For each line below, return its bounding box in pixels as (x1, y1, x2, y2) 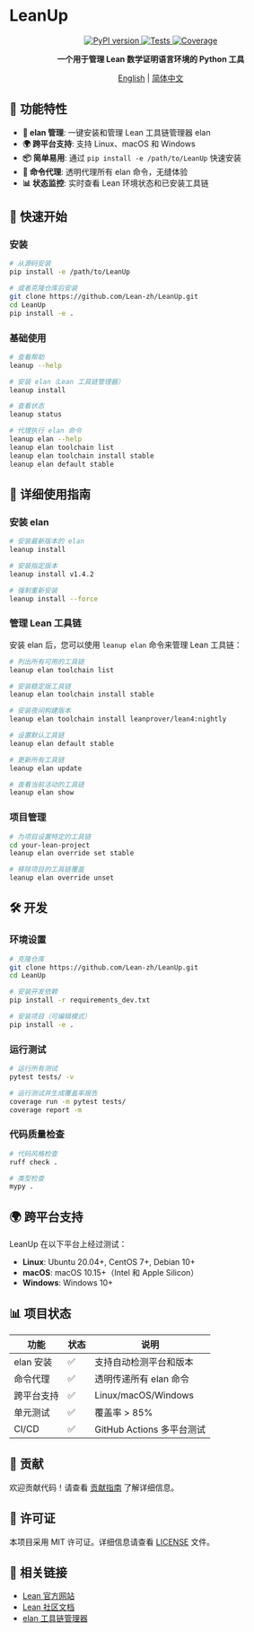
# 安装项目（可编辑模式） (9, 1012, 92, 1022)
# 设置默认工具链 (9, 731, 65, 741)
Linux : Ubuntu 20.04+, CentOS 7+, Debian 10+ (22, 1257, 196, 1268)
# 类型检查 (9, 1173, 45, 1183)
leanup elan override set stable (9, 849, 135, 858)
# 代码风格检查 (9, 1149, 58, 1158)
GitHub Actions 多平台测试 (94, 1423, 206, 1435)
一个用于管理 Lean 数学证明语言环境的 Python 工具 (57, 53, 245, 64)
